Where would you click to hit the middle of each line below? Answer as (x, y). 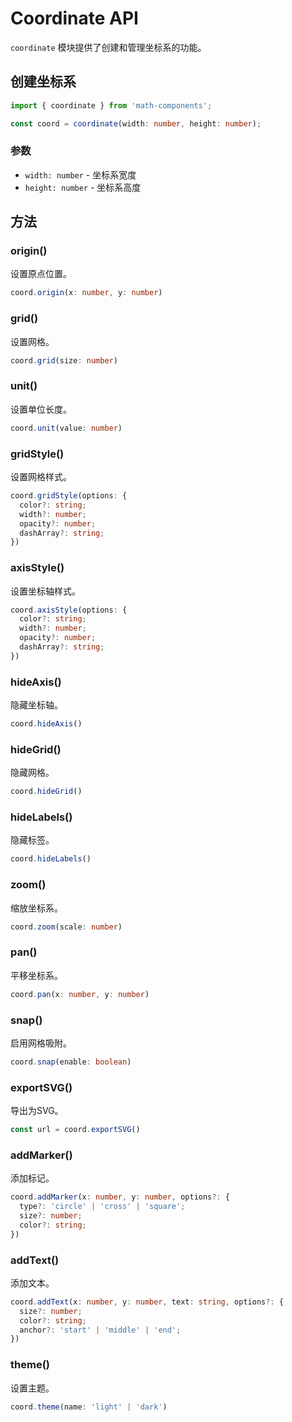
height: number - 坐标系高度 (83, 187)
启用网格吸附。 (41, 1043)
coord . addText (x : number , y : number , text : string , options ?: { (147, 1302)
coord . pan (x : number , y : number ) (80, 994)
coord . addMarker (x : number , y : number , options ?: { (120, 1197)
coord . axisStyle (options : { (69, 610)
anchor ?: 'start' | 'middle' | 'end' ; (100, 1330)
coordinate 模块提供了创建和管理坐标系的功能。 (108, 47)
